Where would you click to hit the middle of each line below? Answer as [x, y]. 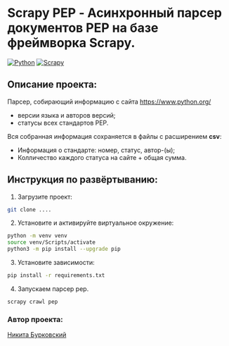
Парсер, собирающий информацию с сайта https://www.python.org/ [109, 101]
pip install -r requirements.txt [56, 276]
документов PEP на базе [83, 28]
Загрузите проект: [45, 197]
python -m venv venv [38, 236]
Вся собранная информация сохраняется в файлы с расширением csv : [115, 136]
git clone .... [30, 209]
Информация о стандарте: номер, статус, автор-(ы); [96, 150]
